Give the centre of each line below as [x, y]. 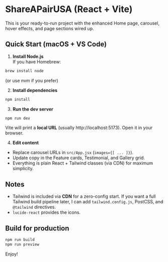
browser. [14, 133]
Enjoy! [12, 254]
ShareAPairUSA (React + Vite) [69, 9]
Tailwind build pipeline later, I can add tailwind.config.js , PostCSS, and [88, 202]
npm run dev [18, 118]
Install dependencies [35, 90]
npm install [18, 99]
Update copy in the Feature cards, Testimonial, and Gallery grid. [78, 158]
